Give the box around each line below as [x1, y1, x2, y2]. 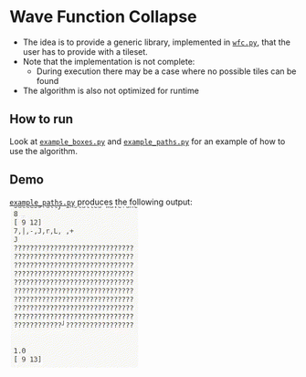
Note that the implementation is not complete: [22, 56, 195, 67]
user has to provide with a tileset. [22, 46, 148, 57]
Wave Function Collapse [9, 6, 198, 27]
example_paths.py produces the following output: [9, 196, 194, 207]
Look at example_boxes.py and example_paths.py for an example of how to [9, 135, 286, 147]
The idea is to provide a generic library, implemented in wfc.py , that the [22, 37, 290, 47]
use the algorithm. [9, 145, 78, 156]
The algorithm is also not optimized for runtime [22, 85, 199, 96]
